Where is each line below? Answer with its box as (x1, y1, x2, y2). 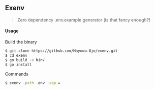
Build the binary (5, 39, 37, 45)
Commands (5, 71, 29, 77)
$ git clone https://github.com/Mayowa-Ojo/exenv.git (5, 48, 118, 53)
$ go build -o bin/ (5, 57, 45, 63)
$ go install (5, 62, 32, 67)
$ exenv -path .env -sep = (5, 80, 61, 85)
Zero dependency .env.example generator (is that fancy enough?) (17, 17, 151, 22)
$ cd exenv (5, 53, 28, 58)
